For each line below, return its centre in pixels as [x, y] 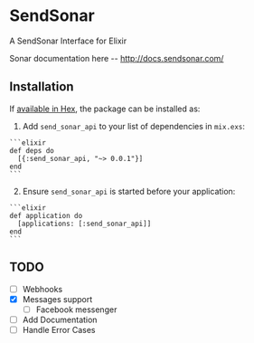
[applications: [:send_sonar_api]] [85, 224]
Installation [42, 87]
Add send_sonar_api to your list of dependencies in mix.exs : [134, 126]
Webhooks [42, 289]
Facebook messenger [76, 310]
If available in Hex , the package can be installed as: [105, 109]
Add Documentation [60, 319]
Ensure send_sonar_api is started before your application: [129, 191]
